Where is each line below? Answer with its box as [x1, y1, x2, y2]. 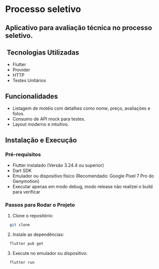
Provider [12, 67, 30, 73]
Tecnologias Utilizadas [6, 48, 79, 57]
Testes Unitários [12, 78, 46, 84]
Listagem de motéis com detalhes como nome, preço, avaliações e [12, 105, 150, 111]
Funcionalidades [5, 92, 58, 101]
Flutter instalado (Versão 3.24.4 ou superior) [12, 162, 104, 168]
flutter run [9, 259, 35, 265]
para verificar [12, 189, 40, 195]
